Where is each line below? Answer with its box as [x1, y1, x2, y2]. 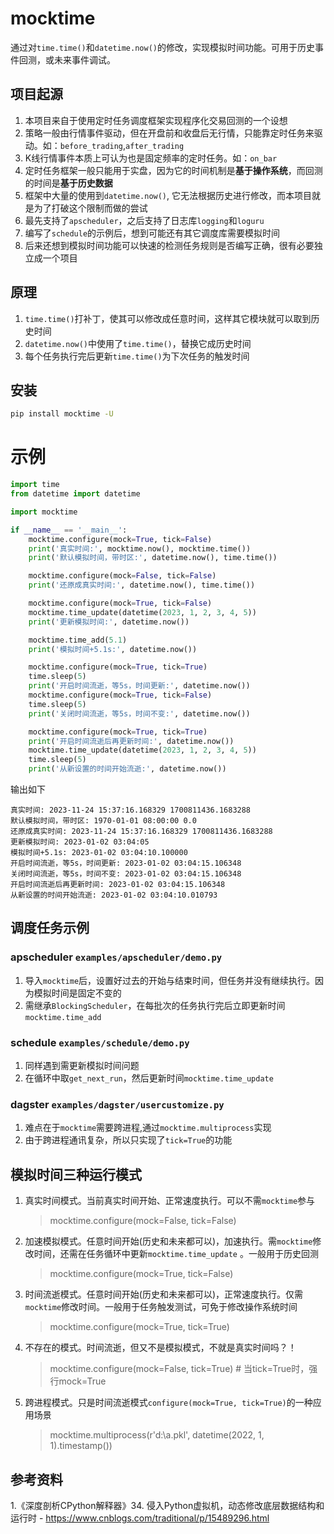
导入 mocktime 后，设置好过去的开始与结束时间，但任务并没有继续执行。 [24, 974, 316, 986]
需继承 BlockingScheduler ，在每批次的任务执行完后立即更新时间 [24, 999, 286, 1011]
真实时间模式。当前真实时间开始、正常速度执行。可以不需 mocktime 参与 [24, 1195, 316, 1207]
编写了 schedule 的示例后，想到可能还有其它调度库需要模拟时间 [24, 227, 281, 239]
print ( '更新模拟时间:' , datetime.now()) [28, 617, 190, 627]
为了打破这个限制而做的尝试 [33, 202, 148, 214]
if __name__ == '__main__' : [10, 525, 128, 535]
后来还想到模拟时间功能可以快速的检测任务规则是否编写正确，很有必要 [24, 239, 315, 251]
